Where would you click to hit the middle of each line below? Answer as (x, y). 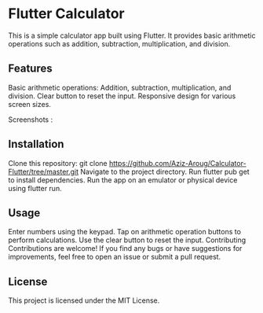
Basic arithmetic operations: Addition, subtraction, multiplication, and (120, 87)
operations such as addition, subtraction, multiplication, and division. (119, 43)
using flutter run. (35, 188)
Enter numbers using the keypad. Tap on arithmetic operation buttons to (125, 232)
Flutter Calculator (66, 14)
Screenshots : (31, 120)
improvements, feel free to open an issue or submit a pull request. (115, 257)
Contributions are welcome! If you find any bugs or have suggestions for (125, 249)
